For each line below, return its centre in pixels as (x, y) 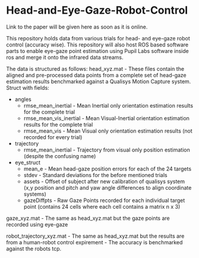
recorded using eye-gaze (37, 224)
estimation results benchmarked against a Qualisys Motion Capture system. (99, 81)
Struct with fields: (28, 87)
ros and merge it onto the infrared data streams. (65, 57)
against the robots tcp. (34, 248)
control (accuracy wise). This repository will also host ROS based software (97, 45)
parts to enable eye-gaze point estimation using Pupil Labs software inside (97, 51)
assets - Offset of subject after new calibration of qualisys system (104, 181)
